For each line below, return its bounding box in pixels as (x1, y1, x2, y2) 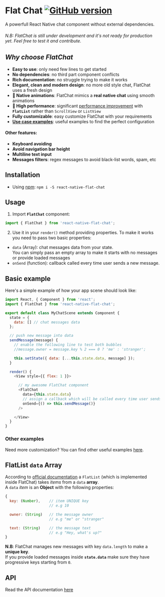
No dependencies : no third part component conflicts (12, 71, 119, 77)
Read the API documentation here (5, 587, 74, 593)
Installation (5, 171, 40, 179)
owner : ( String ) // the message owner (9, 512, 93, 517)
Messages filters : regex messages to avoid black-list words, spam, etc (12, 156, 156, 162)
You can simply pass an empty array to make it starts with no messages (12, 249, 158, 256)
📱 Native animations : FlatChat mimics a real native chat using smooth (12, 92, 155, 98)
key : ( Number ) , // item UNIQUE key (9, 498, 89, 504)
